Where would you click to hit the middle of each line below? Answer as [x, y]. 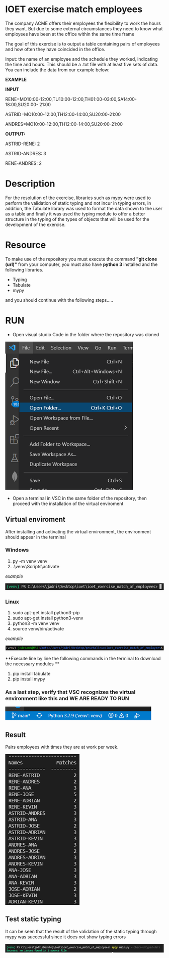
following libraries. [24, 269]
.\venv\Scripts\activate [36, 566]
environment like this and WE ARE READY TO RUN [67, 698]
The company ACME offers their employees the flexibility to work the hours [83, 23]
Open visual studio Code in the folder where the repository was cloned [86, 334]
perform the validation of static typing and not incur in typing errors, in [78, 203]
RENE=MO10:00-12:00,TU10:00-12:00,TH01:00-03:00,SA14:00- [71, 99]
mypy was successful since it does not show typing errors [66, 937]
